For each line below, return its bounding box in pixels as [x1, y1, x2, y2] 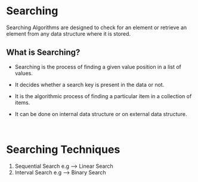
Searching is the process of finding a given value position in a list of [14, 63, 182, 70]
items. [14, 99, 30, 106]
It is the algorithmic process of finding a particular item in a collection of [14, 92, 192, 99]
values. [14, 70, 33, 77]
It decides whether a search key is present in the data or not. [14, 81, 165, 88]
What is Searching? [6, 48, 81, 58]
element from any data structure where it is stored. [6, 30, 131, 37]
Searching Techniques [6, 143, 120, 156]
